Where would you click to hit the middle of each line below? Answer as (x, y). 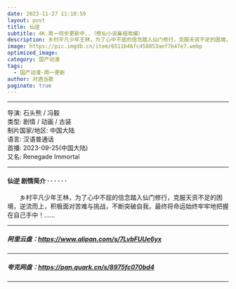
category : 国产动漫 (34, 60)
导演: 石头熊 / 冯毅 (33, 113)
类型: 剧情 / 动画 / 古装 (39, 122)
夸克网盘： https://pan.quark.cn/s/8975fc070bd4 (81, 267)
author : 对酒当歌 (31, 79)
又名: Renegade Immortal (44, 157)
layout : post (26, 20)
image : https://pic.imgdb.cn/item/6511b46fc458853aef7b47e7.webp (105, 46)
